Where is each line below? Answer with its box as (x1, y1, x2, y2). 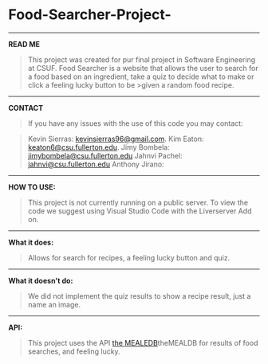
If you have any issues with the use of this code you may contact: (27, 118, 243, 128)
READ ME (8, 39, 41, 49)
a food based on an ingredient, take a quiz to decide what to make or (27, 72, 254, 81)
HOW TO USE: (8, 182, 56, 192)
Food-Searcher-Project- (8, 6, 171, 24)
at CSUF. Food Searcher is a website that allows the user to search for (27, 63, 258, 72)
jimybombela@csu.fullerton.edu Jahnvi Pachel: (27, 151, 183, 160)
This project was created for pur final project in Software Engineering (27, 54, 256, 65)
